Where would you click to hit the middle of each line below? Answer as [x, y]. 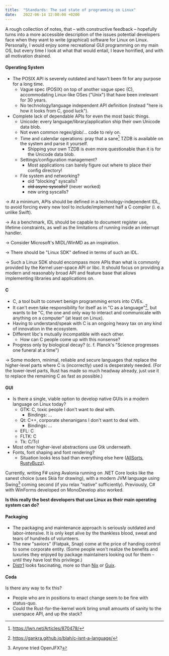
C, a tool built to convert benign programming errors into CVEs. [78, 301]
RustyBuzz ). [33, 463]
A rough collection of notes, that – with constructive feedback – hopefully [81, 29]
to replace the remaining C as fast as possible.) [54, 376]
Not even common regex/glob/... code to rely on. [70, 132]
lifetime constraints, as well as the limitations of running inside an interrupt [82, 228]
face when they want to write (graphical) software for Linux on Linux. [77, 40]
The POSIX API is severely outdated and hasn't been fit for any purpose [87, 78]
